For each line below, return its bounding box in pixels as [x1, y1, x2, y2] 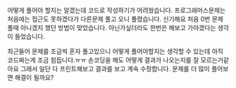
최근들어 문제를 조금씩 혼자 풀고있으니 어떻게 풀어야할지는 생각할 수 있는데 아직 [7, 47, 224, 55]
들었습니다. [14, 32, 46, 41]
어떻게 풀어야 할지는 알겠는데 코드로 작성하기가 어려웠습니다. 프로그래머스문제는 [7, 6, 226, 14]
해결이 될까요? [14, 73, 54, 82]
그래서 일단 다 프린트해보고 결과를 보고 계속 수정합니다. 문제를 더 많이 [20, 65, 210, 73]
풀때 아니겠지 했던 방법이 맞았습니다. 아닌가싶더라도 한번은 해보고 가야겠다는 [7, 24, 216, 31]
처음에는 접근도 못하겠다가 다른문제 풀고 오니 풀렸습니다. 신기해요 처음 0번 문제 [7, 15, 224, 23]
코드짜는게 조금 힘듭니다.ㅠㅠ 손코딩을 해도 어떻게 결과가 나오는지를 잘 [7, 56, 199, 64]
